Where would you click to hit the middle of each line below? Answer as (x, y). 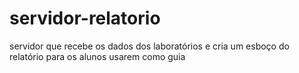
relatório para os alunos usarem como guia (97, 56)
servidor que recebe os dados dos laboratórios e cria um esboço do (149, 46)
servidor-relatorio (85, 18)
